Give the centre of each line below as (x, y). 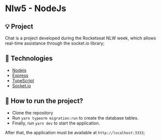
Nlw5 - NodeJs (36, 9)
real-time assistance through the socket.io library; (55, 43)
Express (20, 75)
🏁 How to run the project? (44, 101)
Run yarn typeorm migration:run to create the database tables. (75, 118)
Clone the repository (32, 113)
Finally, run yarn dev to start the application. (56, 123)
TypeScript (23, 80)
